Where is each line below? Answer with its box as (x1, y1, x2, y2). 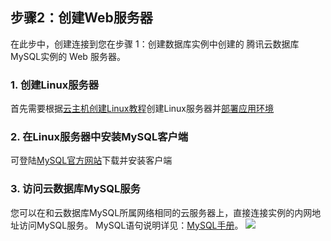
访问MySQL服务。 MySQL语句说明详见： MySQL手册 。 (18, 219, 244, 231)
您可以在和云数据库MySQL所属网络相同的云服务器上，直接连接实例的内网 (10, 206, 313, 218)
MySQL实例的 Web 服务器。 (10, 50, 126, 62)
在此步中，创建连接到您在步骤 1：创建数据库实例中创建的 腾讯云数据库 (10, 38, 300, 50)
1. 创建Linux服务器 (10, 78, 100, 92)
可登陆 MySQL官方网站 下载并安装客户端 (10, 154, 173, 167)
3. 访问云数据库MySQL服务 (10, 182, 141, 196)
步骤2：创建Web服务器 (10, 9, 153, 27)
